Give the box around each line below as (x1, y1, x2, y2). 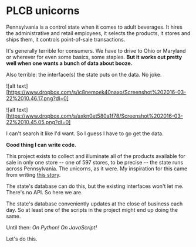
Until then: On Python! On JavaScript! (6, 224, 97, 231)
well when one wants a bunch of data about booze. (6, 60, 133, 67)
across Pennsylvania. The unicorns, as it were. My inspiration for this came (6, 165, 188, 172)
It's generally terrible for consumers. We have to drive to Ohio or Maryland (6, 47, 186, 54)
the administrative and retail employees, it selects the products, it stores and (6, 29, 191, 36)
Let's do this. (6, 235, 38, 242)
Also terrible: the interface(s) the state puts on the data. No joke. (6, 71, 162, 78)
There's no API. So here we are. (6, 188, 83, 195)
